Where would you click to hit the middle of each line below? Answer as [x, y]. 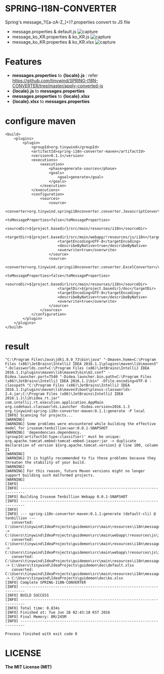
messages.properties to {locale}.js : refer [55, 75]
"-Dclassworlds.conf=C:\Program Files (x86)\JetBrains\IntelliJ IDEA [77, 368]
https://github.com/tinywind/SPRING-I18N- [55, 80]
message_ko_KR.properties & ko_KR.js [51, 37]
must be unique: [104, 436]
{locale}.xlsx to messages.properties [51, 101]
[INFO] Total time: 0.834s [32, 608]
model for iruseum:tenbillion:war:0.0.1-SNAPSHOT [57, 428]
